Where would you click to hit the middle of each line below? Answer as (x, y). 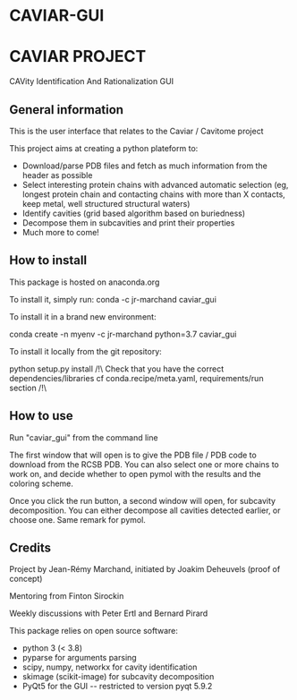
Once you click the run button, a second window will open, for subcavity (142, 500)
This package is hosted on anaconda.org (85, 282)
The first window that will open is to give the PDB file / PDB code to (133, 455)
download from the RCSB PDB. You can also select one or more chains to (144, 464)
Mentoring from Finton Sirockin (67, 596)
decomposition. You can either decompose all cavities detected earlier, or (145, 510)
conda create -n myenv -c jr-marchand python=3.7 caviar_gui (123, 334)
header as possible (57, 175)
